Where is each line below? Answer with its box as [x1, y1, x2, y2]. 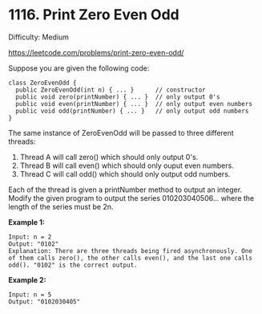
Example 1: [8, 217, 46, 226]
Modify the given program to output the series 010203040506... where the [8, 193, 255, 202]
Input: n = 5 [8, 291, 52, 299]
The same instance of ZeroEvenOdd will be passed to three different [8, 128, 234, 137]
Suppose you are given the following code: [8, 63, 150, 73]
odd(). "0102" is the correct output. [8, 261, 138, 269]
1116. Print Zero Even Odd [8, 6, 179, 24]
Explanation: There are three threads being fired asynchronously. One [8, 247, 252, 255]
